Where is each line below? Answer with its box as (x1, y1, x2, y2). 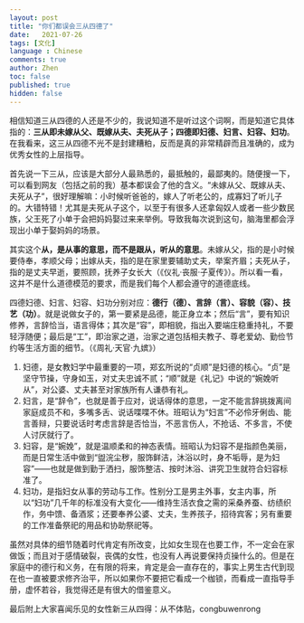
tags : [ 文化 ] (9, 38, 56, 48)
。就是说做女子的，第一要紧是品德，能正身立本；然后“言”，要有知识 (37, 308, 290, 319)
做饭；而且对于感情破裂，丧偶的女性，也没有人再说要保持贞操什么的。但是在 (9, 550, 295, 561)
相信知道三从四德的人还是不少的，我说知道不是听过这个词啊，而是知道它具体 (9, 115, 295, 126)
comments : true (9, 55, 67, 64)
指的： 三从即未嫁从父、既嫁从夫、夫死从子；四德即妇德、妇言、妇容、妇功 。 (9, 126, 295, 137)
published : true (9, 80, 71, 90)
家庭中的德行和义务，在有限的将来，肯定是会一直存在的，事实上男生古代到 (9, 562, 287, 572)
